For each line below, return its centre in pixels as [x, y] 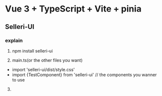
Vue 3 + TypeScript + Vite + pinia [73, 9]
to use [18, 80]
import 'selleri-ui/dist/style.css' [43, 69]
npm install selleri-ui [32, 51]
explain [14, 41]
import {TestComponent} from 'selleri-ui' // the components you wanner [84, 75]
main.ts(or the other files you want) [47, 60]
